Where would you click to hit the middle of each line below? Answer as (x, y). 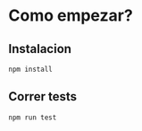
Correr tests (43, 96)
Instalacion (40, 49)
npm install (30, 69)
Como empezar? (71, 16)
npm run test (33, 118)
